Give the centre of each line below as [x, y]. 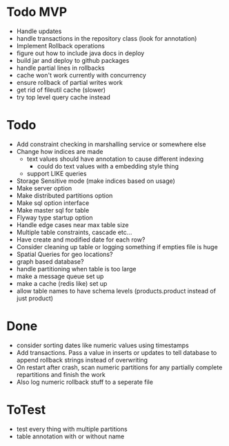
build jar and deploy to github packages [73, 60]
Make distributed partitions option [64, 195]
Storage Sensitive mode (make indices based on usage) [96, 181]
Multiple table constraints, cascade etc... [74, 232]
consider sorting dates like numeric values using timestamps [102, 345]
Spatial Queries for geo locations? [64, 254]
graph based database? [50, 261]
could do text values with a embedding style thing [108, 166]
